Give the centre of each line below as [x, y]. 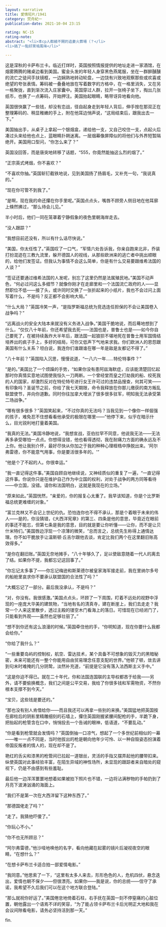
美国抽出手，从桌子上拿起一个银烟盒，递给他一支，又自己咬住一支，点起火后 [83, 129]
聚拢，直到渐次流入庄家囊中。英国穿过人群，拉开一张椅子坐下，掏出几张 [87, 90]
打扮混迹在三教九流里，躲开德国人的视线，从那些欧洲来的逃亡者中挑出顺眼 [81, 254]
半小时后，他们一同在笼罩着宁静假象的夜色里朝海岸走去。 [63, 217]
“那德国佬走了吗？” [24, 805]
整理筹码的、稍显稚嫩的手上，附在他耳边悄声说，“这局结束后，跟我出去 [78, 113]
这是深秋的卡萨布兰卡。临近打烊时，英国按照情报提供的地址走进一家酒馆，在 [83, 65]
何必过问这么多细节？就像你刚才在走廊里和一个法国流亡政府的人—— [85, 284]
